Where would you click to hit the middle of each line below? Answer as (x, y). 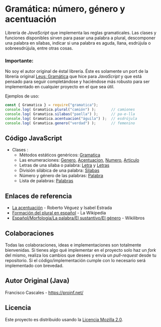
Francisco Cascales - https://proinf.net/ (44, 293)
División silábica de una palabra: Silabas (59, 170)
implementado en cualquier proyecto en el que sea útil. (60, 87)
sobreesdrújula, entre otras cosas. (39, 48)
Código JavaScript (34, 138)
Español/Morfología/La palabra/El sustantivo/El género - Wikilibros (78, 218)
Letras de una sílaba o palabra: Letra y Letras (64, 165)
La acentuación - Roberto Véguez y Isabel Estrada (62, 208)
